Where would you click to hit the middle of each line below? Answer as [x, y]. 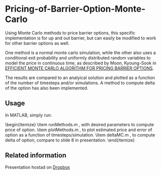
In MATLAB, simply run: [28, 115]
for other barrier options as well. [37, 43]
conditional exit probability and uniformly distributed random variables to [78, 58]
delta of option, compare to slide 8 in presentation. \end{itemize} [70, 140]
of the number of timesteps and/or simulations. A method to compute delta [80, 83]
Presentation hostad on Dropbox [38, 167]
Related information [36, 155]
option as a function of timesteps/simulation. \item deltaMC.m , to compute [80, 135]
